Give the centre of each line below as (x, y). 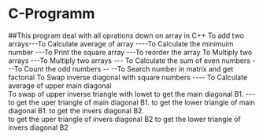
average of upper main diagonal (60, 85)
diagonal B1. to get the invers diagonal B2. (76, 110)
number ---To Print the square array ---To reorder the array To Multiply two (130, 52)
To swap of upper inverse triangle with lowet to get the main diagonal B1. (126, 94)
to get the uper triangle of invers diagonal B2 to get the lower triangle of (125, 119)
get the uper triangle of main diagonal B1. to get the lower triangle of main (136, 102)
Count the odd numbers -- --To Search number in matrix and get (129, 68)
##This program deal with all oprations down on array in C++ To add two (126, 35)
